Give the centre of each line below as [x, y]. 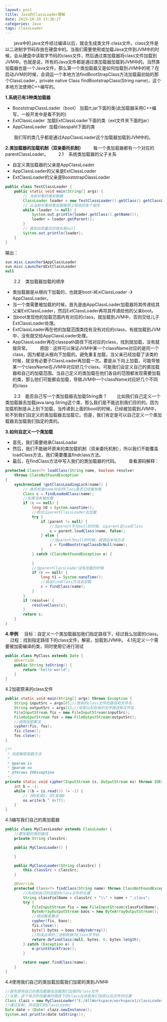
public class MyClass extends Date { [44, 656]
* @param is [20, 763]
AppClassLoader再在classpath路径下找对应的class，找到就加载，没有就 [86, 342]
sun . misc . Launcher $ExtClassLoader [41, 267]
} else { [49, 535]
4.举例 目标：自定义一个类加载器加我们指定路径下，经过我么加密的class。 [83, 634]
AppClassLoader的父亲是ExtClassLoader [54, 171]
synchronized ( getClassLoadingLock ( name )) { [61, 485]
